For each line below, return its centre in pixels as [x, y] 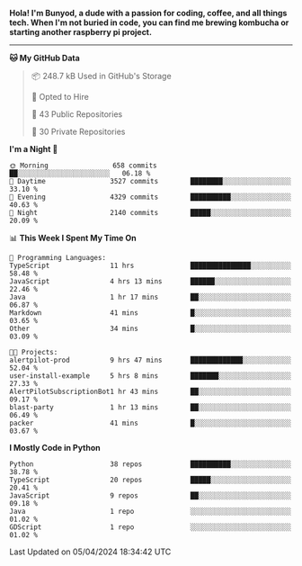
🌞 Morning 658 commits [83, 166]
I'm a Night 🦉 [34, 149]
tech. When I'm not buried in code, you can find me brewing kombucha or [149, 22]
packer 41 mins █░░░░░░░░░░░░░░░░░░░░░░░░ [151, 423]
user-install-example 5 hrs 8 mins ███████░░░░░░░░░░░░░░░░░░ [151, 376]
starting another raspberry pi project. [81, 32]
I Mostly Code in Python [55, 448]
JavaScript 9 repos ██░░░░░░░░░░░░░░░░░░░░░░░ [151, 496]
